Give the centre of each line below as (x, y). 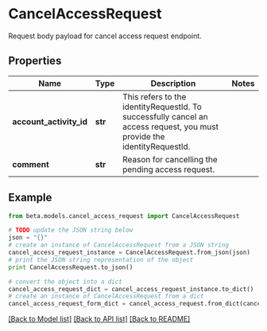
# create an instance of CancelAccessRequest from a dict (106, 296)
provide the (143, 136)
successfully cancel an (165, 116)
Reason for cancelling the (170, 159)
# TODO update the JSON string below (71, 230)
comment (31, 164)
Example (30, 198)
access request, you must (170, 127)
